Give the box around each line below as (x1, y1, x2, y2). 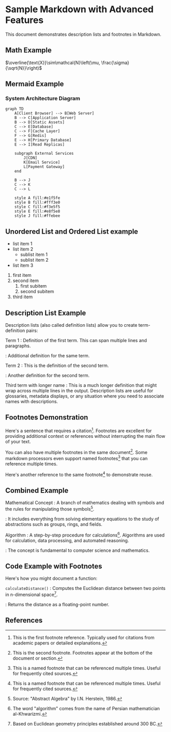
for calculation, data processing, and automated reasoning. (5, 537, 129, 543)
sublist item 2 (20, 257, 49, 263)
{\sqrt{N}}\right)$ (5, 65, 42, 71)
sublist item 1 (20, 251, 48, 258)
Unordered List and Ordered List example (5, 227, 138, 236)
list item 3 (12, 262, 34, 268)
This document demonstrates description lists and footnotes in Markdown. (5, 31, 162, 37)
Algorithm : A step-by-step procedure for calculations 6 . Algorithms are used (5, 531, 165, 538)
